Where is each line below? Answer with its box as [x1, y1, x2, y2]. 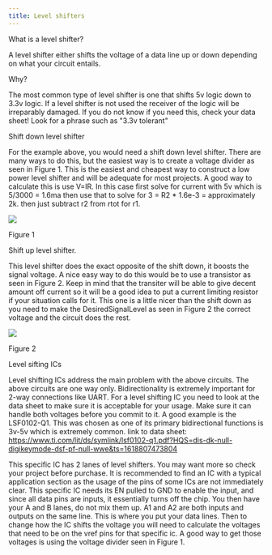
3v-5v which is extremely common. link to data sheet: [8, 426, 188, 436]
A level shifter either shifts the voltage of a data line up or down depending [8, 49, 257, 59]
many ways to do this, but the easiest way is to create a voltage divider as [8, 156, 255, 165]
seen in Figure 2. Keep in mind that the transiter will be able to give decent [8, 278, 257, 288]
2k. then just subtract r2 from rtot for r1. [8, 199, 141, 208]
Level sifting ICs [8, 359, 62, 369]
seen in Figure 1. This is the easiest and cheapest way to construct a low [8, 164, 250, 174]
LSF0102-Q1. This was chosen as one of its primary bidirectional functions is [8, 418, 264, 428]
